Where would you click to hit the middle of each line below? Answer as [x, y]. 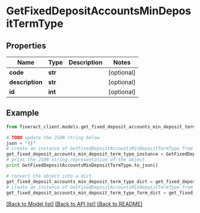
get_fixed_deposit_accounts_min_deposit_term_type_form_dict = [86, 193]
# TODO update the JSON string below [53, 138]
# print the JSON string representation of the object [76, 160]
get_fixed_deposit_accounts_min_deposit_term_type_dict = [79, 181]
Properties [26, 46]
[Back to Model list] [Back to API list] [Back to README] [74, 204]
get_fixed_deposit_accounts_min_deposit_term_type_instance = [85, 154]
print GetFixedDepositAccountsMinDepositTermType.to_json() [82, 165]
